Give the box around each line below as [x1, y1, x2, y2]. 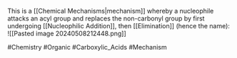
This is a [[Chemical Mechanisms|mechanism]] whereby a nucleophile [7, 7, 214, 15]
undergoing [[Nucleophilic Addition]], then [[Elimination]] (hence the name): [7, 22, 231, 30]
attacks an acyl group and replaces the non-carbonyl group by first [7, 14, 205, 23]
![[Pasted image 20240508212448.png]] [7, 29, 126, 37]
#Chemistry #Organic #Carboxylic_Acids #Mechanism [7, 43, 168, 51]
